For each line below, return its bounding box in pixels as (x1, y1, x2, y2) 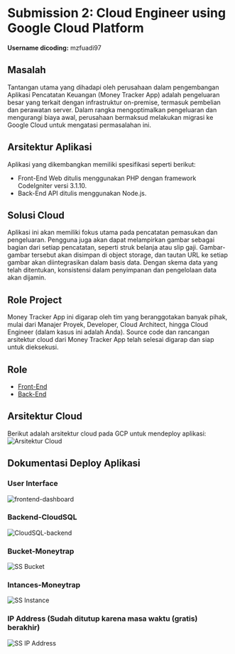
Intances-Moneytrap (7, 580, 80, 590)
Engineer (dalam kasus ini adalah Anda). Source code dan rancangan (7, 328, 209, 336)
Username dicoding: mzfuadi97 (7, 43, 102, 52)
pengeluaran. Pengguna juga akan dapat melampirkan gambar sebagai (7, 235, 215, 244)
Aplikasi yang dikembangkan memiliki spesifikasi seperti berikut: (7, 160, 197, 168)
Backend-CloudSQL (7, 512, 77, 522)
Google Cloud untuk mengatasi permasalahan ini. (7, 121, 151, 129)
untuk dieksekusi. (7, 343, 59, 352)
